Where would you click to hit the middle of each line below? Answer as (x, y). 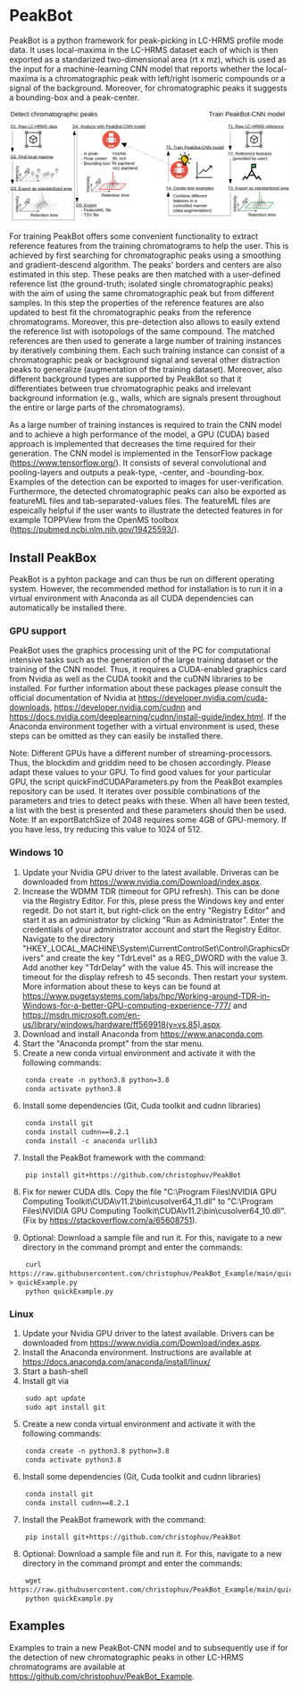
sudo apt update (56, 1398)
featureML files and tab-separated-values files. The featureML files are (140, 501)
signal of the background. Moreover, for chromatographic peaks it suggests (148, 88)
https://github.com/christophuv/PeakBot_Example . (102, 1676)
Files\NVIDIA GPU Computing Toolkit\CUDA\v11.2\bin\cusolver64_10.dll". (154, 1210)
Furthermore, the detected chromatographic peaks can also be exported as (148, 491)
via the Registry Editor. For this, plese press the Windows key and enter (153, 900)
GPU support (38, 630)
